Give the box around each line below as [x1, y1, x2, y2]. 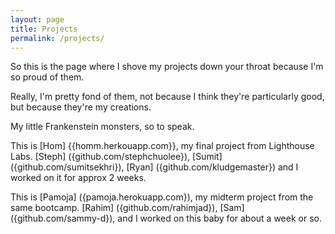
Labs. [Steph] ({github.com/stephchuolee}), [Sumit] [10, 151, 223, 163]
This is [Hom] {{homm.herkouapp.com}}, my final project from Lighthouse [10, 140, 315, 152]
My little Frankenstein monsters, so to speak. [10, 121, 195, 133]
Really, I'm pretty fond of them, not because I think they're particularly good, [10, 91, 325, 103]
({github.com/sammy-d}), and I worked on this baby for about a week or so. [10, 212, 322, 225]
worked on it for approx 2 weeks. [10, 172, 147, 184]
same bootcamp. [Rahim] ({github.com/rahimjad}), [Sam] [10, 202, 245, 214]
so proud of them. [10, 71, 85, 83]
